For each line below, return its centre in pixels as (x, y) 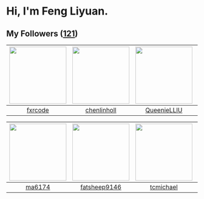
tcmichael (164, 187)
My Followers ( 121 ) (42, 34)
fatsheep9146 (101, 187)
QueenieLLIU (164, 110)
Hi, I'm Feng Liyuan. (57, 11)
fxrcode (38, 110)
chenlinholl (101, 110)
